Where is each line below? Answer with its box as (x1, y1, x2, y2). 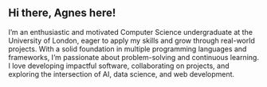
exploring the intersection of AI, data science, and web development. (8, 69, 235, 78)
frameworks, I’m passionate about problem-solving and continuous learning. (8, 52, 259, 62)
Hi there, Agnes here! (8, 6, 116, 20)
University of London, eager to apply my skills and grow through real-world (8, 36, 255, 45)
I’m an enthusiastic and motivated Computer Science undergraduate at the (8, 27, 253, 36)
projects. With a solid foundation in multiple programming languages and (8, 43, 247, 54)
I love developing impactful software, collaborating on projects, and (8, 61, 230, 70)
